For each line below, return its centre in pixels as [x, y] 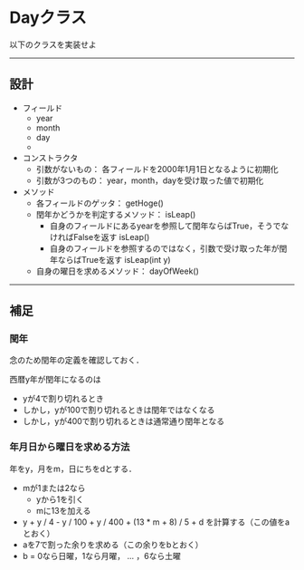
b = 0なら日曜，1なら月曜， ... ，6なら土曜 [101, 556]
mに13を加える [63, 510]
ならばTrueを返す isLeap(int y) [114, 259]
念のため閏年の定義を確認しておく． [77, 360]
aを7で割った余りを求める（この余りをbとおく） [113, 545]
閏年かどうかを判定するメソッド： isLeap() [116, 214]
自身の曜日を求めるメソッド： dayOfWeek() [117, 271]
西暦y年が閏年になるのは [55, 380]
